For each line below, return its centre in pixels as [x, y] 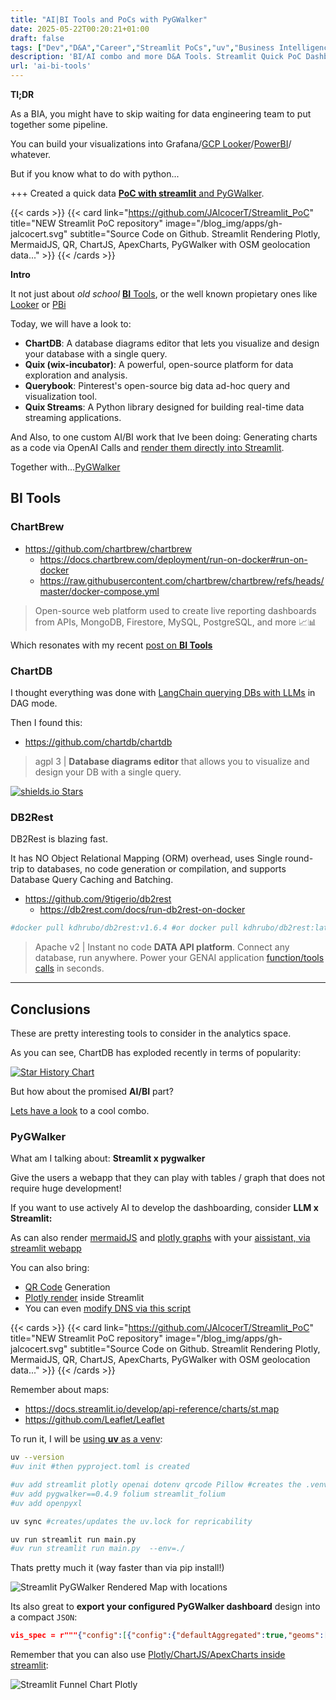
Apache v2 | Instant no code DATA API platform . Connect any [162, 947]
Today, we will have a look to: [71, 324]
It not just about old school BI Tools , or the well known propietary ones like [164, 294]
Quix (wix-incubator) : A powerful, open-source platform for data [159, 364]
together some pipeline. [59, 124]
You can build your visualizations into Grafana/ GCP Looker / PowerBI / [151, 144]
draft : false [37, 38]
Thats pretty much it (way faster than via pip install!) [117, 1568]
